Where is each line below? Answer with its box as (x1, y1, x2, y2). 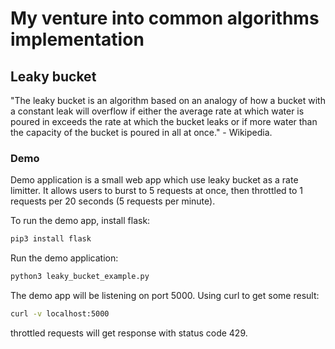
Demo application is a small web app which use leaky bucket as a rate (10, 174, 299, 186)
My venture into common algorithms (10, 7, 320, 30)
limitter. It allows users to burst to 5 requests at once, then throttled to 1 (10, 185, 304, 197)
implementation (10, 28, 145, 51)
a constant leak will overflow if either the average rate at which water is (10, 105, 305, 117)
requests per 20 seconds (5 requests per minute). (10, 195, 216, 207)
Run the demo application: (10, 252, 119, 264)
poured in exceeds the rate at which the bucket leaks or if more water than (10, 116, 318, 127)
